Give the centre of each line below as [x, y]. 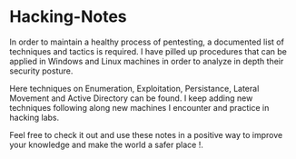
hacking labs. [35, 117]
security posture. [41, 71]
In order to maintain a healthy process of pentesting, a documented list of [147, 42]
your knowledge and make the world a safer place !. [107, 144]
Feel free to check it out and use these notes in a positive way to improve [146, 134]
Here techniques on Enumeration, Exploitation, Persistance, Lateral [134, 88]
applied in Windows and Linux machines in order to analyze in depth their [147, 61]
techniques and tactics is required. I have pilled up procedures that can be [148, 51]
